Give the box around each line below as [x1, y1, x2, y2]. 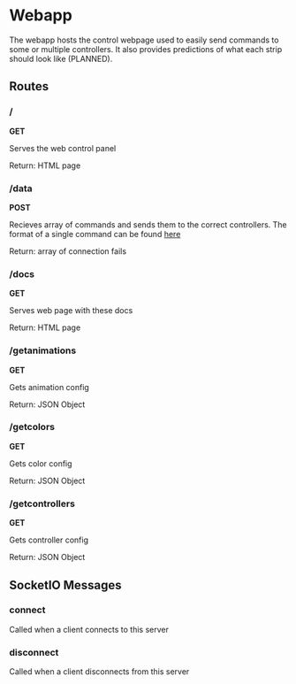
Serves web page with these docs [9, 305, 133, 316]
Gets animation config [9, 381, 90, 392]
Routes [9, 79, 49, 94]
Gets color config [9, 457, 72, 469]
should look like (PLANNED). [9, 53, 113, 64]
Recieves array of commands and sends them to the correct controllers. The [9, 219, 287, 230]
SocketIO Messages [9, 577, 122, 593]
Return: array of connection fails [9, 245, 126, 257]
